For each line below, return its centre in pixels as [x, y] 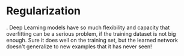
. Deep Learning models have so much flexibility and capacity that [88, 27]
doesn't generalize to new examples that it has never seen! [79, 46]
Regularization [44, 11]
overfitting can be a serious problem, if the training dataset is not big [91, 33]
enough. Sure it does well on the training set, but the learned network [92, 40]
